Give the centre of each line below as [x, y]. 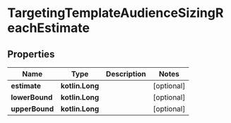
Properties [31, 54]
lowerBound [32, 97]
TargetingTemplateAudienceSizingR [115, 13]
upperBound [32, 109]
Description [126, 74]
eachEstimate [49, 28]
